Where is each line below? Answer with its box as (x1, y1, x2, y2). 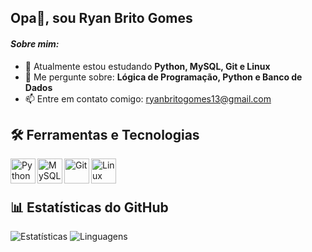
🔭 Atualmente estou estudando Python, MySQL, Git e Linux (24, 60, 271, 72)
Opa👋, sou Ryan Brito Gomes (10, 10, 193, 27)
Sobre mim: (10, 37, 60, 50)
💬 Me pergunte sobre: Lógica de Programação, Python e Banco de (24, 71, 303, 83)
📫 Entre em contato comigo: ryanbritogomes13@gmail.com (24, 92, 272, 105)
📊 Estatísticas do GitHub (10, 199, 169, 216)
